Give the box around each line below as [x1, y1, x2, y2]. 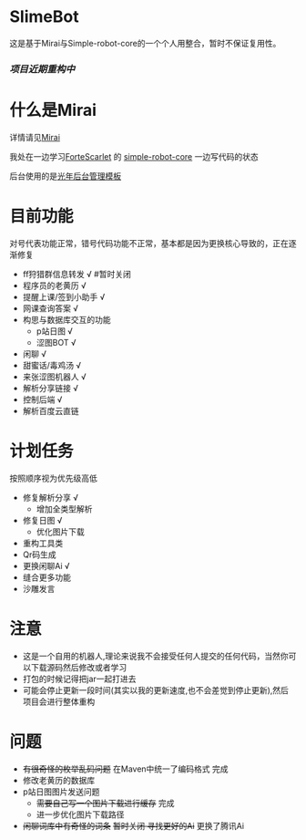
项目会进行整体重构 [22, 696, 96, 707]
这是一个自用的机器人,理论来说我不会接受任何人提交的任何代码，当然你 [22, 650, 289, 661]
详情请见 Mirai [9, 131, 61, 142]
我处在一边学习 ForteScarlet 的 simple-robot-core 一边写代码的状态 [9, 150, 259, 161]
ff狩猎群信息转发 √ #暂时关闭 [22, 268, 132, 279]
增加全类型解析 [36, 503, 93, 514]
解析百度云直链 [22, 405, 79, 416]
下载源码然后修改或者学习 [30, 661, 127, 672]
